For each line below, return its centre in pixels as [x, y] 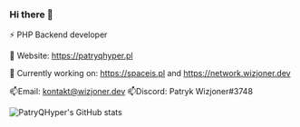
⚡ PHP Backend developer [58, 34]
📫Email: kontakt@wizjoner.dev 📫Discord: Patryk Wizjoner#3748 [131, 92]
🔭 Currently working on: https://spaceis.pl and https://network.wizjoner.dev [150, 73]
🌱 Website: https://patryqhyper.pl [71, 56]
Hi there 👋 [32, 15]
